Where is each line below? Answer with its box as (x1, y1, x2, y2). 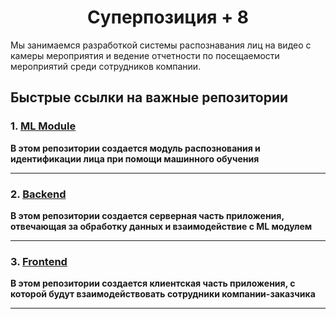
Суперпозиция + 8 (86, 6, 249, 29)
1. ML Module (10, 119, 77, 133)
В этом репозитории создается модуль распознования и (10, 142, 261, 154)
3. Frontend (10, 254, 68, 268)
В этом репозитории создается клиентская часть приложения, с (10, 277, 296, 290)
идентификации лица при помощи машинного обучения (10, 152, 260, 165)
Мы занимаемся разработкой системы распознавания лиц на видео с (10, 39, 312, 51)
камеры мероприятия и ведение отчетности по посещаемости (10, 49, 280, 61)
